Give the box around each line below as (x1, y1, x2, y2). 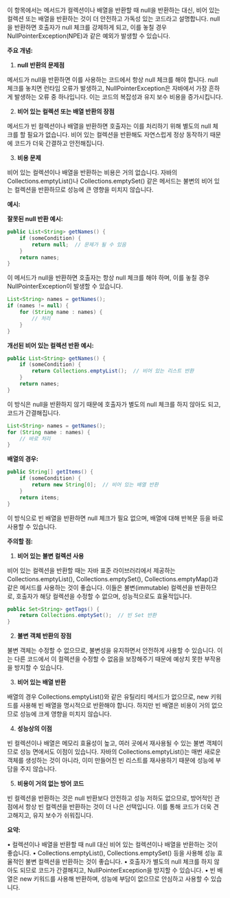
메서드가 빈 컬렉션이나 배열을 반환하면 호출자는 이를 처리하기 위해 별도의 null (7, 122, 211, 130)
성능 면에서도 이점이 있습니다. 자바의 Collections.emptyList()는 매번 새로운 (19, 748, 221, 756)
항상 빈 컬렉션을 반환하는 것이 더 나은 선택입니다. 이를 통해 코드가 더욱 (25, 802, 212, 811)
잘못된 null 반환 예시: (7, 215, 63, 223)
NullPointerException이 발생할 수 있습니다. (7, 282, 124, 291)
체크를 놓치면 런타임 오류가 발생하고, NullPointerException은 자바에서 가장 (7, 85, 207, 92)
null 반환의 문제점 (16, 61, 65, 69)
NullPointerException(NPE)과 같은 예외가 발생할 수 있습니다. (7, 32, 170, 40)
